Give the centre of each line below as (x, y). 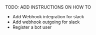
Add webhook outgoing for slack (46, 22)
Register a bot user (32, 27)
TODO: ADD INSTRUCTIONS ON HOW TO (48, 7)
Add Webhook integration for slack (48, 17)
